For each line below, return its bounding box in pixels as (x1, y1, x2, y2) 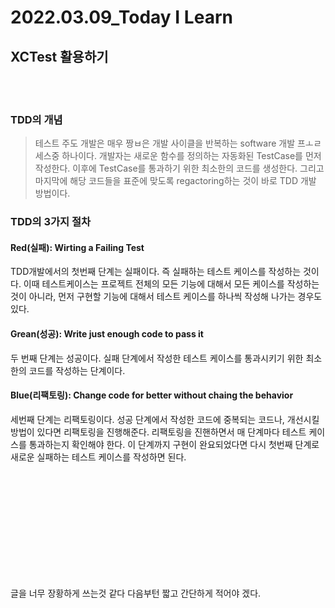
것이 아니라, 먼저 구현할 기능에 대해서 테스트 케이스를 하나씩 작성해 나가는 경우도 (10, 291, 323, 303)
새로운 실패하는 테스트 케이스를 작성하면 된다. (10, 451, 187, 463)
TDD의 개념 (10, 112, 63, 126)
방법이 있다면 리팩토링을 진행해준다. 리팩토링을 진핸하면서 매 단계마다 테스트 (10, 426, 307, 438)
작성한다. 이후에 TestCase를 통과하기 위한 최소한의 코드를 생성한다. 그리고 (34, 162, 325, 175)
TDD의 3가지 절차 (10, 215, 92, 229)
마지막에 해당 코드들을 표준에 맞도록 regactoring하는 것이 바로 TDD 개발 (34, 175, 317, 187)
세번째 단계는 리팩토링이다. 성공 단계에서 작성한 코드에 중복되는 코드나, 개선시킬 (10, 413, 320, 425)
